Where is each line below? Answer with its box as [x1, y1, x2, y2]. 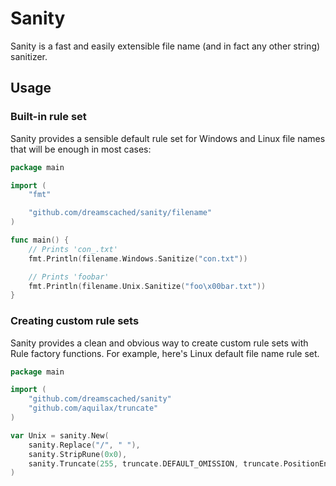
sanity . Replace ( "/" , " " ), [28, 440, 141, 450]
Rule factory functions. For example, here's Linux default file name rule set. [10, 347, 320, 359]
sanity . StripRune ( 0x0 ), [28, 449, 128, 459]
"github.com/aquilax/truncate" [28, 403, 159, 414]
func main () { [10, 235, 70, 245]
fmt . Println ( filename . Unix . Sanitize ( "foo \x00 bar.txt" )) [28, 281, 267, 291]
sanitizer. [10, 50, 48, 62]
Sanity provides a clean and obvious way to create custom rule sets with [10, 337, 309, 349]
